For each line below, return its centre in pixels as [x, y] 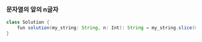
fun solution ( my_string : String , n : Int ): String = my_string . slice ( [106, 28]
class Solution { [28, 22]
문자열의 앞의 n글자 [32, 9]
